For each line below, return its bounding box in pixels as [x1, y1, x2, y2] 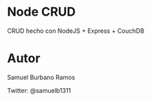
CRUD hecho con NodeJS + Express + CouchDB [7, 27, 145, 35]
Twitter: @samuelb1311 [7, 86, 71, 94]
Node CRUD [7, 4, 76, 20]
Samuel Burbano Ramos [7, 73, 75, 81]
